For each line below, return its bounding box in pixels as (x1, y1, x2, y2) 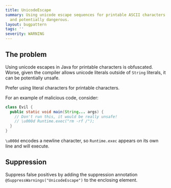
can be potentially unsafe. (5, 75, 60, 81)
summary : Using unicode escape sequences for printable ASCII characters (5, 12, 166, 17)
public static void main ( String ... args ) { (10, 109, 104, 114)
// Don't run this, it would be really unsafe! (14, 114, 117, 119)
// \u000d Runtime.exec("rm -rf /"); (14, 119, 95, 124)
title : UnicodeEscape (5, 7, 52, 13)
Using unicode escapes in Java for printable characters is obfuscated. (5, 64, 153, 70)
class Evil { (5, 105, 33, 110)
